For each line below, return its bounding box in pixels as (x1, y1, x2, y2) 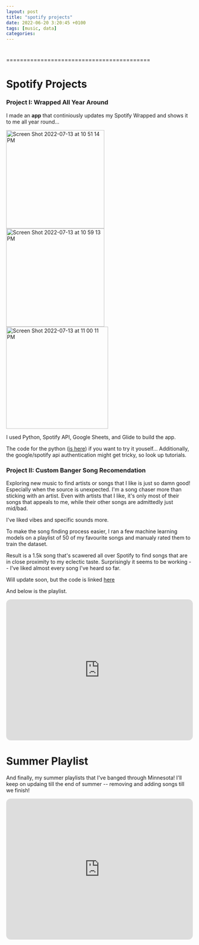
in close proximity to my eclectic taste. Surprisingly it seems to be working (6, 559, 188, 566)
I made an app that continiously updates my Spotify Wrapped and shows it (6, 112, 188, 119)
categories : (6, 31, 36, 37)
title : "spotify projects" (6, 14, 73, 20)
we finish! (6, 787, 30, 794)
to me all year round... (6, 118, 60, 125)
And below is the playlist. (6, 588, 68, 595)
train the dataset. (6, 541, 48, 548)
